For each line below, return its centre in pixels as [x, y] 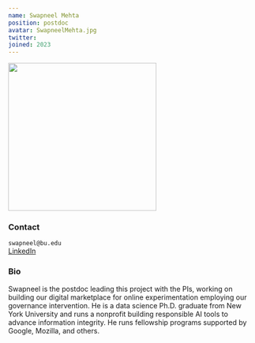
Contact [24, 227]
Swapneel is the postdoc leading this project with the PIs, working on [120, 289]
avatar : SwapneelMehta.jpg [52, 30]
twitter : [22, 37]
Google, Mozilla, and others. [54, 330]
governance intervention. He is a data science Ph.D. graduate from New [125, 305]
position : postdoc [38, 23]
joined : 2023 [30, 45]
